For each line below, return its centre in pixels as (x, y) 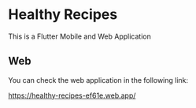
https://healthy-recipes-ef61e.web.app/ (72, 95)
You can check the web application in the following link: (98, 80)
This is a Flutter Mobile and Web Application (80, 36)
